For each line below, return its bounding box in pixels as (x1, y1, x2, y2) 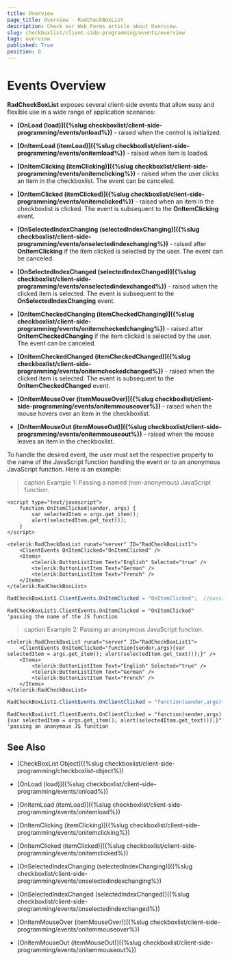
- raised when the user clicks (136, 169, 219, 178)
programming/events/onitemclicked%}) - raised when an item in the (16, 197, 214, 206)
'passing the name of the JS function (7, 613, 118, 620)
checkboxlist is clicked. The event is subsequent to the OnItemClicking (16, 204, 219, 212)
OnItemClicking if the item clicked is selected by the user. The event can (16, 247, 223, 255)
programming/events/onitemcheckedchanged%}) (16, 367, 164, 375)
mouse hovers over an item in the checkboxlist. (16, 409, 151, 417)
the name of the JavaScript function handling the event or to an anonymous (7, 457, 220, 466)
